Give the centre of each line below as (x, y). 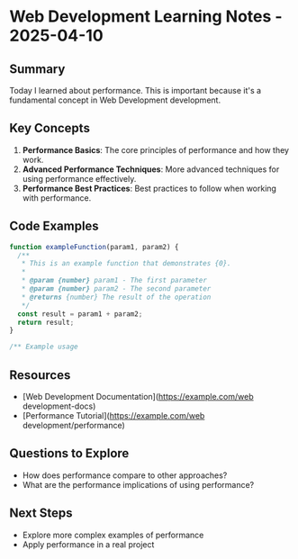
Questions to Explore (69, 453)
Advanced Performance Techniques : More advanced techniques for (151, 169)
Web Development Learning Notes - (146, 17)
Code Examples (54, 226)
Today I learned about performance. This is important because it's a (135, 90)
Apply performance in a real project (88, 544)
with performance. (57, 198)
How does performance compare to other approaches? (125, 475)
